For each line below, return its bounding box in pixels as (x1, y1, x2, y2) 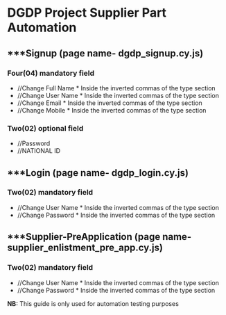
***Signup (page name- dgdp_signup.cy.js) (7, 47, 204, 59)
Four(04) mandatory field (7, 68, 95, 78)
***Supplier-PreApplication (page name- (7, 231, 192, 243)
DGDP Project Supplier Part (7, 5, 167, 21)
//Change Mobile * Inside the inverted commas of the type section (17, 106, 207, 114)
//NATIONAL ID (17, 147, 61, 155)
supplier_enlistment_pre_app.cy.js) (7, 242, 163, 254)
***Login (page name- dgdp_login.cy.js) (7, 167, 189, 179)
